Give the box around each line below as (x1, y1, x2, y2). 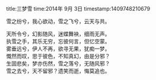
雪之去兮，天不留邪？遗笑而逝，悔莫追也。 (6, 68, 110, 74)
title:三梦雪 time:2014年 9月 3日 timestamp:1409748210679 (6, 5, 150, 12)
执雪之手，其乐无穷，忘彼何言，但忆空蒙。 (6, 38, 110, 44)
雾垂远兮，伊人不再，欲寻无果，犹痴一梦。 (6, 45, 110, 52)
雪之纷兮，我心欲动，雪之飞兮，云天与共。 (6, 18, 110, 25)
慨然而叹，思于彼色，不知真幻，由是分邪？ (6, 53, 110, 59)
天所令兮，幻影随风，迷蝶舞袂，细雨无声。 (6, 30, 110, 37)
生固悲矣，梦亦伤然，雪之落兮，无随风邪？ (6, 60, 110, 67)
